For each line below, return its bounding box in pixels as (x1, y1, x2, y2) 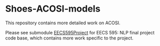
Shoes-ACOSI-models (5, 3, 101, 15)
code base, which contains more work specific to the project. (5, 35, 134, 41)
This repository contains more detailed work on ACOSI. (5, 20, 120, 26)
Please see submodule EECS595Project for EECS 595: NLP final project (5, 29, 155, 35)
